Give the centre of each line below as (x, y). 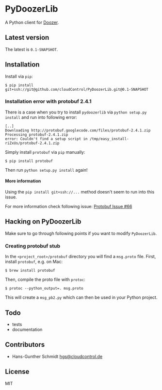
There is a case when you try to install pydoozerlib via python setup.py (76, 112)
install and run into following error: (41, 117)
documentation (27, 329)
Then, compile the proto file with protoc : (45, 279)
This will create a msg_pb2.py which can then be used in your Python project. (81, 297)
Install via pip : (19, 76)
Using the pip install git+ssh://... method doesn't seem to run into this (80, 192)
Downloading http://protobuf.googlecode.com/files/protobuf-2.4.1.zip (78, 130)
